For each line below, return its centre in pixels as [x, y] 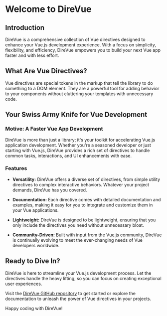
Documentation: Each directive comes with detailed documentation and [86, 199]
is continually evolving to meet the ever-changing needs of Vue [78, 240]
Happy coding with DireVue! [34, 308]
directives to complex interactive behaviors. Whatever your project [81, 184]
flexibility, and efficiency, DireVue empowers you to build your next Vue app [83, 50]
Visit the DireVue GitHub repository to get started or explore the [71, 293]
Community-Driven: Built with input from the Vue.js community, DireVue [87, 235]
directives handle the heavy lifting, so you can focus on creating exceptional [83, 278]
